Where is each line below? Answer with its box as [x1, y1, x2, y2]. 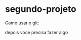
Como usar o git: [5, 20, 39, 26]
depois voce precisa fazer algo [5, 29, 68, 35]
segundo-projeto [5, 3, 77, 15]
